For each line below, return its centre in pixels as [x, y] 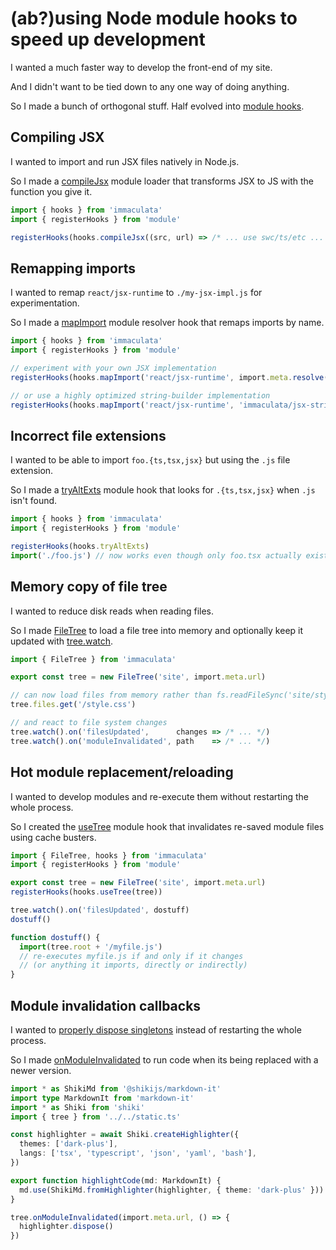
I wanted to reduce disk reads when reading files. [112, 611]
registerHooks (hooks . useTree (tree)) [86, 892]
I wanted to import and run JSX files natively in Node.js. [125, 161]
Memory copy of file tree [89, 587]
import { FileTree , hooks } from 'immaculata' [109, 855]
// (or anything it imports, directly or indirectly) [133, 965]
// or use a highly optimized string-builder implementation [140, 395]
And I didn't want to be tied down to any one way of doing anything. [150, 86]
